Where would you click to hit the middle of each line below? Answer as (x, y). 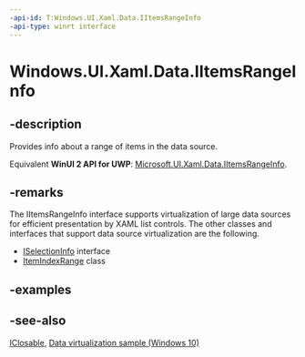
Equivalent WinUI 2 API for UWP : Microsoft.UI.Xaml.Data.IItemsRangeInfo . (148, 164)
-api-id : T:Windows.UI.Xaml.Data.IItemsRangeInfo (106, 18)
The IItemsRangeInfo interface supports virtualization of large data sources (150, 214)
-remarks (36, 192)
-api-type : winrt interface (63, 26)
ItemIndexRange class (64, 261)
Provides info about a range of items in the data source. (114, 146)
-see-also (38, 321)
